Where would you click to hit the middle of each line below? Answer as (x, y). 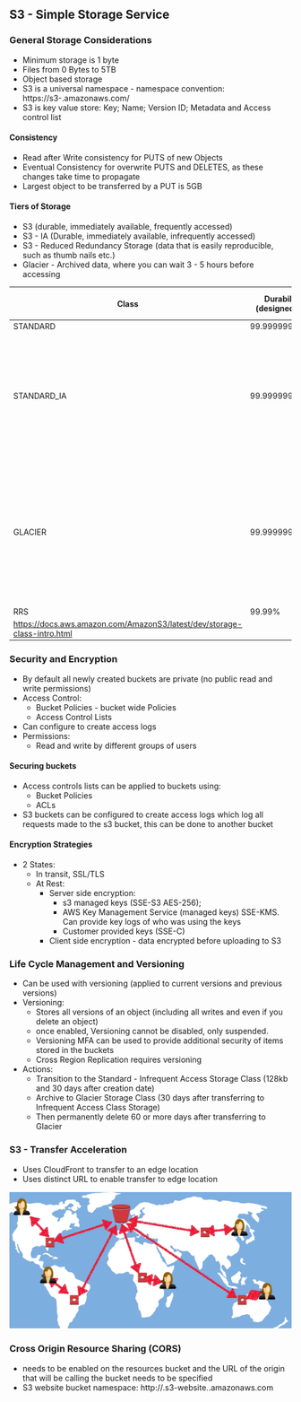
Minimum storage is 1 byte (70, 60)
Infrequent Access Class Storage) (98, 1108)
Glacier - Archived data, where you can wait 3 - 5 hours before (138, 265)
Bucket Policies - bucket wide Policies (106, 707)
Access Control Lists (73, 717)
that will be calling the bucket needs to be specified (117, 1378)
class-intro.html (43, 633)
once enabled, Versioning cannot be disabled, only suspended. (152, 1032)
